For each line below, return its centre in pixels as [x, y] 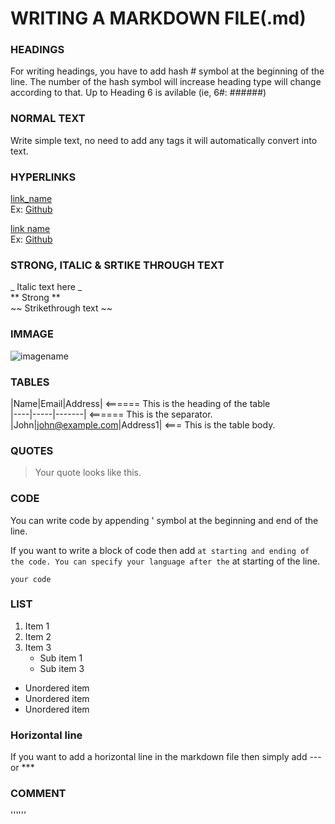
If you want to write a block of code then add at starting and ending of [160, 550]
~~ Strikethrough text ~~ [61, 308]
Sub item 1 [61, 658]
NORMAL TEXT [48, 119]
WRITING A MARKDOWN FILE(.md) [158, 18]
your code [31, 579]
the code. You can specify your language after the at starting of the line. [165, 561]
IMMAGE [32, 334]
